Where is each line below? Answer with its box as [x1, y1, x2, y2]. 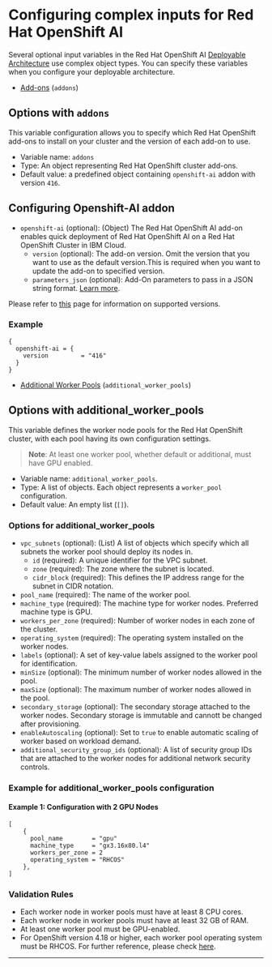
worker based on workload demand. [19, 736, 142, 746]
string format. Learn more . [32, 283, 121, 293]
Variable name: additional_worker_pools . [19, 473, 158, 483]
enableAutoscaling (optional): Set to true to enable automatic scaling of [19, 727, 259, 737]
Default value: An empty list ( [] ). [19, 499, 130, 509]
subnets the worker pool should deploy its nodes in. [19, 546, 193, 556]
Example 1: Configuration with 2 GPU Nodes [8, 802, 159, 812]
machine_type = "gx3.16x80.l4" [29, 841, 151, 850]
